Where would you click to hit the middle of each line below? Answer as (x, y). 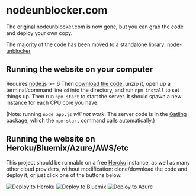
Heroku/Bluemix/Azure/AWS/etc (68, 148)
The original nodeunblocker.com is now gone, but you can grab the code (95, 27)
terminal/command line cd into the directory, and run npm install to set (93, 90)
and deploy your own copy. (39, 33)
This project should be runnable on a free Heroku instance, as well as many (98, 162)
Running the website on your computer (79, 70)
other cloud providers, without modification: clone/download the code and (97, 169)
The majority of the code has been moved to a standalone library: (86, 44)
